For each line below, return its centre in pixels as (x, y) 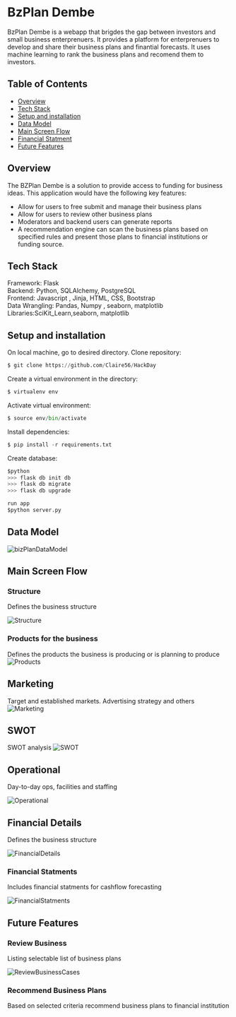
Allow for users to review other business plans (85, 214)
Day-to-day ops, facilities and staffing (63, 787)
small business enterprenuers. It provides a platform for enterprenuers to (113, 39)
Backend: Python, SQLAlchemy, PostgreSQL (72, 291)
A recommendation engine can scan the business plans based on (113, 229)
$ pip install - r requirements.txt (60, 445)
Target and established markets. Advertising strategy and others (101, 701)
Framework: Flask (33, 283)
